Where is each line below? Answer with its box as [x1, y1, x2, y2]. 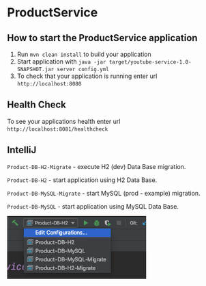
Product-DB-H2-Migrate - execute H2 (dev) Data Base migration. [7, 162, 186, 170]
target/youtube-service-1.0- [108, 59, 192, 66]
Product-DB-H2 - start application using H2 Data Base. [7, 176, 158, 184]
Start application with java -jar [16, 57, 106, 66]
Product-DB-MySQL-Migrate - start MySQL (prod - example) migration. [7, 189, 201, 197]
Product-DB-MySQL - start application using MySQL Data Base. [7, 202, 179, 210]
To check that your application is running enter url [16, 72, 158, 80]
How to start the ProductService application [7, 32, 198, 44]
